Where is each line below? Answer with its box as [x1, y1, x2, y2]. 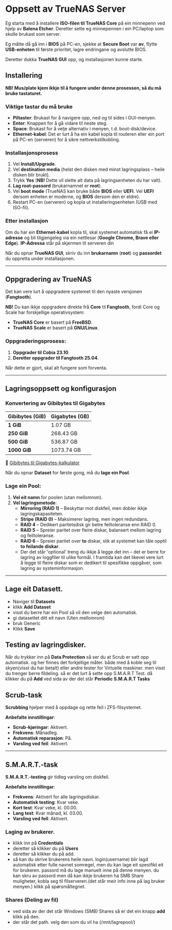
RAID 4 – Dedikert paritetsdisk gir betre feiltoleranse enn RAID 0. [20, 521, 157, 527]
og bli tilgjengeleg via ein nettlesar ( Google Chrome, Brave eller [24, 234, 159, 241]
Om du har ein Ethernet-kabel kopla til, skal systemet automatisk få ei [5, 229, 153, 235]
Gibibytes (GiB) [8, 413, 46, 420]
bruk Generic [12, 620, 41, 626]
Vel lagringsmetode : [12, 500, 57, 506]
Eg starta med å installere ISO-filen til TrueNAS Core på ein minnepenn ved [5, 20, 165, 26]
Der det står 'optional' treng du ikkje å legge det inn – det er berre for [20, 548, 166, 555]
